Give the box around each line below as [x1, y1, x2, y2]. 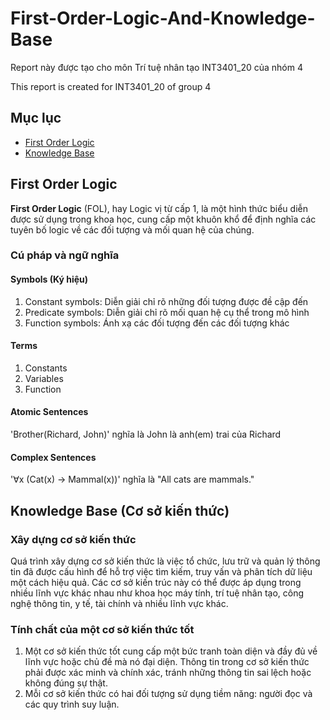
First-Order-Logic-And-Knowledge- [10, 7, 316, 30]
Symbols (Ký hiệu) [10, 273, 89, 286]
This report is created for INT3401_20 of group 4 [10, 80, 212, 92]
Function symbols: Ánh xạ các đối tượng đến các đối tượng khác [24, 317, 290, 329]
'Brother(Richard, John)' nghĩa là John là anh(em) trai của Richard [10, 428, 282, 441]
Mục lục [10, 110, 62, 127]
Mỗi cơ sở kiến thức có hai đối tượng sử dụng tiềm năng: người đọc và [24, 688, 313, 700]
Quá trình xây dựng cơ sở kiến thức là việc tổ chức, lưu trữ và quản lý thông [10, 555, 321, 567]
